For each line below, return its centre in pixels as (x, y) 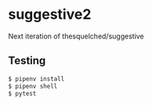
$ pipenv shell (33, 86)
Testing (27, 61)
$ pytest (22, 93)
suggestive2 (50, 14)
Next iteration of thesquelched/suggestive (76, 36)
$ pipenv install (36, 79)
